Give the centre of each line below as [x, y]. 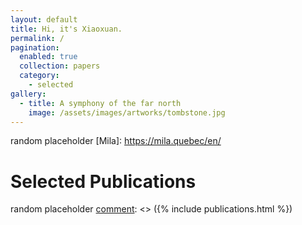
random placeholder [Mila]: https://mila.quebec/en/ [116, 141]
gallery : [28, 94]
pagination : [35, 47]
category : [39, 76]
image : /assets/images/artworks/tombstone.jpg [127, 112]
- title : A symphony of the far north [100, 103]
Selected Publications [103, 181]
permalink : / [37, 38]
